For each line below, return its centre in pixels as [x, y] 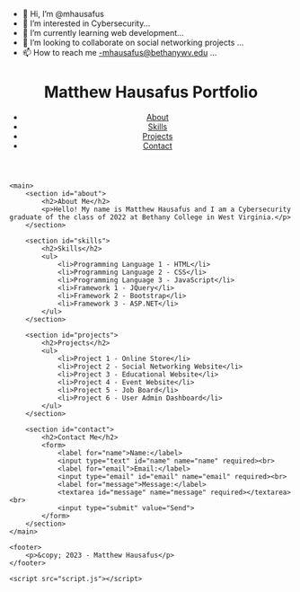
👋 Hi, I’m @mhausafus [63, 14]
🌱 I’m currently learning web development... [103, 33]
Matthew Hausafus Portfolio [151, 92]
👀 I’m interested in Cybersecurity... [86, 23]
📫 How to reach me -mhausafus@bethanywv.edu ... [119, 53]
